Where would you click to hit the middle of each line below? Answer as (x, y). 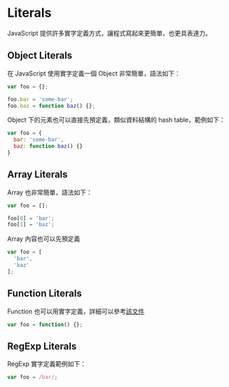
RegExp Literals (42, 346)
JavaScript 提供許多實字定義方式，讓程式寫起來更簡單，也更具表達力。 (110, 33)
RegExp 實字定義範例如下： (47, 364)
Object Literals (40, 56)
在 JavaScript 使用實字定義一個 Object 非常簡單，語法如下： (94, 73)
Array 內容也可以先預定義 (44, 239)
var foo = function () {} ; (45, 324)
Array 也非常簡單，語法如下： (50, 192)
